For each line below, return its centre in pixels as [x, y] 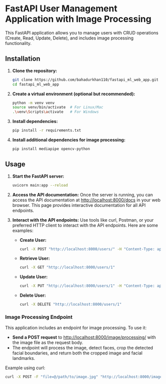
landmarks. [24, 358]
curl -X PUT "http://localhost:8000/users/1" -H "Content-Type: [87, 286]
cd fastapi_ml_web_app [36, 84]
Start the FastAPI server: [38, 176]
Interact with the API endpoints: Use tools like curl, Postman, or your [83, 220]
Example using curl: [25, 368]
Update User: [34, 277]
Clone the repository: [35, 71]
